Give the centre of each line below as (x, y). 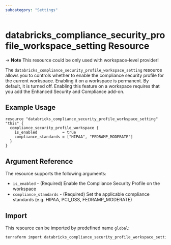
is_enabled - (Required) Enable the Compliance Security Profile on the (86, 183)
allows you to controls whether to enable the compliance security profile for (85, 75)
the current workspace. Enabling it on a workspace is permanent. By (77, 81)
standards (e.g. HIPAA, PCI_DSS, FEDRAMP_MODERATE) (72, 200)
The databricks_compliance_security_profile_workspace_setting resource (84, 70)
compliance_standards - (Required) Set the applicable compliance (81, 194)
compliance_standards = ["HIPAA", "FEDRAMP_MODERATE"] (74, 137)
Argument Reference (39, 161)
